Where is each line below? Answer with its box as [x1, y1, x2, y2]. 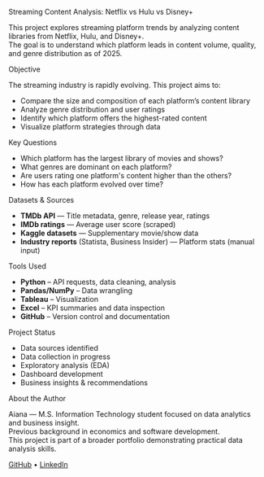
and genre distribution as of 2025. [8, 49, 123, 58]
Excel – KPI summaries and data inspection [19, 303, 165, 313]
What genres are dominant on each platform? [19, 162, 172, 172]
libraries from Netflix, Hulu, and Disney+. [8, 32, 145, 41]
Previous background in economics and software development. [8, 427, 221, 436]
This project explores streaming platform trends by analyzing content [8, 23, 240, 32]
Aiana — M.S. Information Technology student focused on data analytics [8, 409, 251, 418]
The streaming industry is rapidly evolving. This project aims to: [8, 81, 221, 90]
